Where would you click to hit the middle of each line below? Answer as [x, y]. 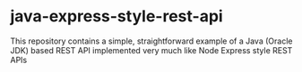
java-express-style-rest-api [116, 16]
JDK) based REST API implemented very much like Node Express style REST [151, 50]
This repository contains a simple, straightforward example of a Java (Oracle [151, 41]
